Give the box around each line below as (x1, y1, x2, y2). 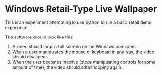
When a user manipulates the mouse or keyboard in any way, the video (12, 49, 155, 55)
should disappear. (12, 54, 48, 59)
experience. (5, 24, 29, 30)
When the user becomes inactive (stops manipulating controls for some (12, 59, 156, 65)
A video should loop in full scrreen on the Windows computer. (12, 43, 136, 49)
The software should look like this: (5, 34, 74, 40)
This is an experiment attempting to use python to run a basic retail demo (5, 19, 152, 25)
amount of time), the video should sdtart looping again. (12, 64, 123, 70)
